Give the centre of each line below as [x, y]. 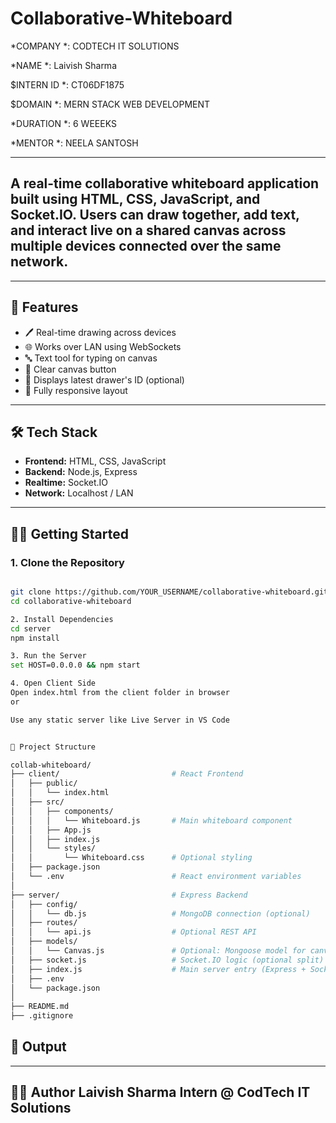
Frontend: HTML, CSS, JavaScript [95, 461]
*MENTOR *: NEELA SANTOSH [74, 143]
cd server [31, 628]
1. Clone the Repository [67, 562]
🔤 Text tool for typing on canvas [91, 358]
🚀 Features [44, 307]
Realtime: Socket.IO [66, 483]
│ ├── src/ [37, 802]
